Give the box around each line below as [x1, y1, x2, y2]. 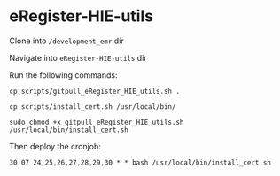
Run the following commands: [9, 69, 118, 80]
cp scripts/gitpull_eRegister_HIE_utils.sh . [9, 87, 180, 96]
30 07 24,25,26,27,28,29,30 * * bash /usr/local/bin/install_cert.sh [9, 157, 272, 167]
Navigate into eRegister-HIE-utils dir [9, 52, 148, 63]
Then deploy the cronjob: [9, 141, 102, 151]
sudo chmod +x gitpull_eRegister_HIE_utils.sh [9, 118, 184, 126]
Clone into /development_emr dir [9, 35, 124, 46]
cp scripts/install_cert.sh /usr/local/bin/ [9, 102, 176, 111]
